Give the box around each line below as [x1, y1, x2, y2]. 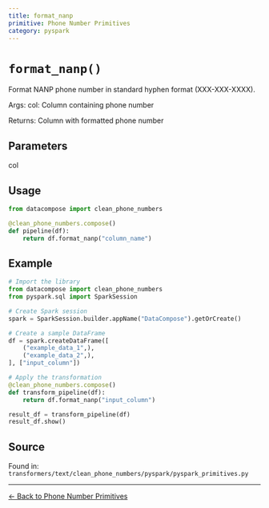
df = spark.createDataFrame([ [8, 336, 110, 345]
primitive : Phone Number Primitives [8, 19, 130, 27]
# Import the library [8, 278, 81, 286]
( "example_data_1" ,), [22, 344, 94, 352]
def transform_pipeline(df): [8, 388, 106, 396]
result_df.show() [8, 418, 66, 426]
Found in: [8, 461, 39, 471]
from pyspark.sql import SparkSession [8, 293, 138, 301]
